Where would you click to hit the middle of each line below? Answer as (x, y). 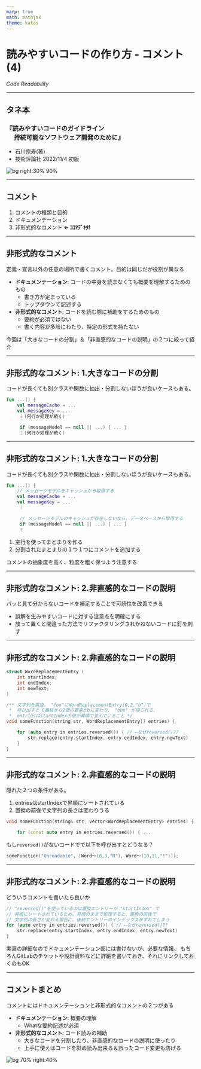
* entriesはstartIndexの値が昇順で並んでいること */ (71, 716)
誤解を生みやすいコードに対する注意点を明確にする (78, 616)
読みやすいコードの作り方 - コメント (95, 54)
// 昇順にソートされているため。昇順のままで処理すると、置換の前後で (81, 914)
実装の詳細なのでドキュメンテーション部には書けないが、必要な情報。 (93, 949)
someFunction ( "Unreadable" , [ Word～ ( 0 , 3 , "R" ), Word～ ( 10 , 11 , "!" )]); (92, 856)
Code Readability (28, 84)
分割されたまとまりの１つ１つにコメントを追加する (78, 549)
